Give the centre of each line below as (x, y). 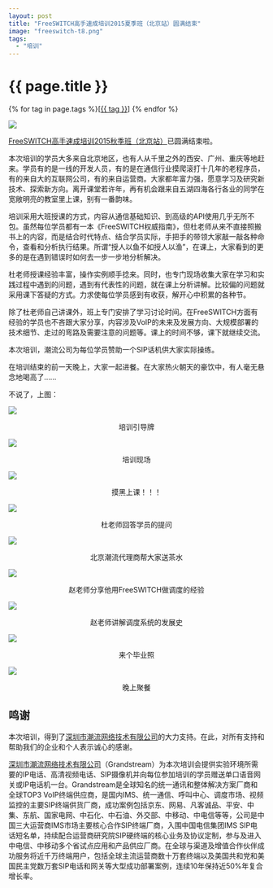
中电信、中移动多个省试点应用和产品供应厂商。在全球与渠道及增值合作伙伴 (133, 845)
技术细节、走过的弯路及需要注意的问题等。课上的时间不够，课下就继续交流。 (136, 332)
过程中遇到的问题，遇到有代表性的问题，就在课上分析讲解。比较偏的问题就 (140, 285)
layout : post (30, 16)
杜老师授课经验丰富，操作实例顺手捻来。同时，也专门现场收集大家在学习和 (133, 274)
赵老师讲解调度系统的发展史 (136, 623)
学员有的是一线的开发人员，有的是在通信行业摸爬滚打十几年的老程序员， (143, 168)
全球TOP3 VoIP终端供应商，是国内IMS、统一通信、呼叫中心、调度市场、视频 (136, 794)
